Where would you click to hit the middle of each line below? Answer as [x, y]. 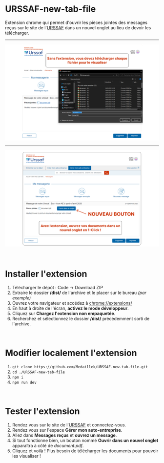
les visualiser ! [27, 456]
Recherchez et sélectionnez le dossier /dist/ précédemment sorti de [81, 318]
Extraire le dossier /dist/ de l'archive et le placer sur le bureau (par [79, 293]
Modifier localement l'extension [71, 353]
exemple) [21, 298]
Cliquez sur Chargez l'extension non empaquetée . [64, 313]
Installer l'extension [46, 274]
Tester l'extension [42, 411]
